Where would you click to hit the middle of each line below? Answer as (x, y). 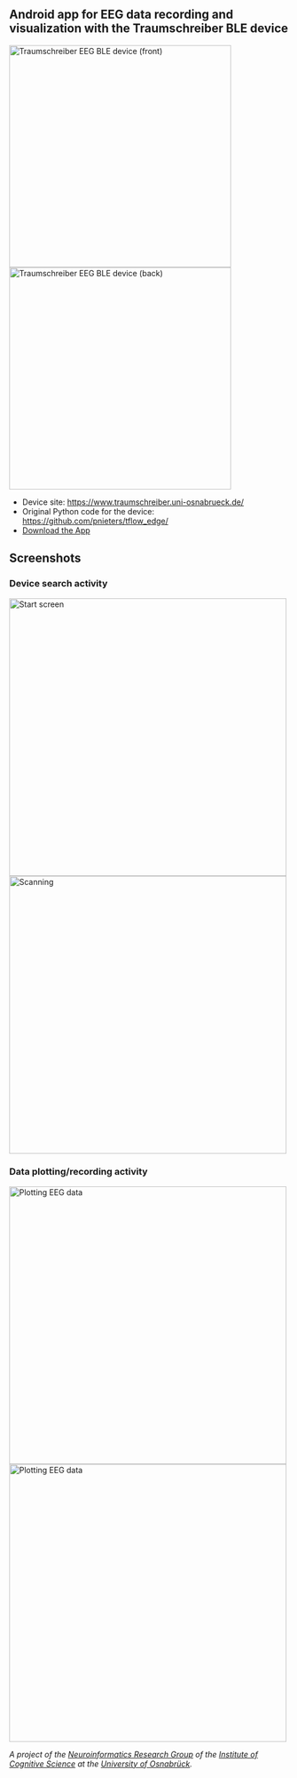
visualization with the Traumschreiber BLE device (149, 29)
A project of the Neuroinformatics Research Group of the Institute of (134, 1754)
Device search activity (59, 584)
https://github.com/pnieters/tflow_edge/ (95, 521)
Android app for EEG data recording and (121, 15)
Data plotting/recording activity (78, 1172)
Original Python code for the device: (88, 511)
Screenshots (45, 558)
